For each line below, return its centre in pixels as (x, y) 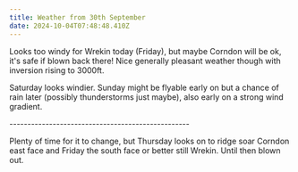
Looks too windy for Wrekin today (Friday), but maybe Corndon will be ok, (145, 51)
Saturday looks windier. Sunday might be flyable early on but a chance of (144, 87)
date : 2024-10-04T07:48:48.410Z (69, 26)
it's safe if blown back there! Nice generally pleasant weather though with (145, 61)
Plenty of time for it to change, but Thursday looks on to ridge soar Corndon (149, 141)
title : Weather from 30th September (77, 17)
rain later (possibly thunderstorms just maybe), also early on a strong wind (146, 97)
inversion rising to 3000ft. (57, 70)
